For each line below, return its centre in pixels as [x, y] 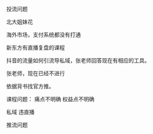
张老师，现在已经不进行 [36, 73]
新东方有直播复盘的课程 [36, 48]
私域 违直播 [20, 112]
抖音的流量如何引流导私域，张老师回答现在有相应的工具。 [78, 60]
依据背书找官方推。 [30, 86]
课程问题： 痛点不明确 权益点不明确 [50, 99]
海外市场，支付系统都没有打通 [43, 35]
